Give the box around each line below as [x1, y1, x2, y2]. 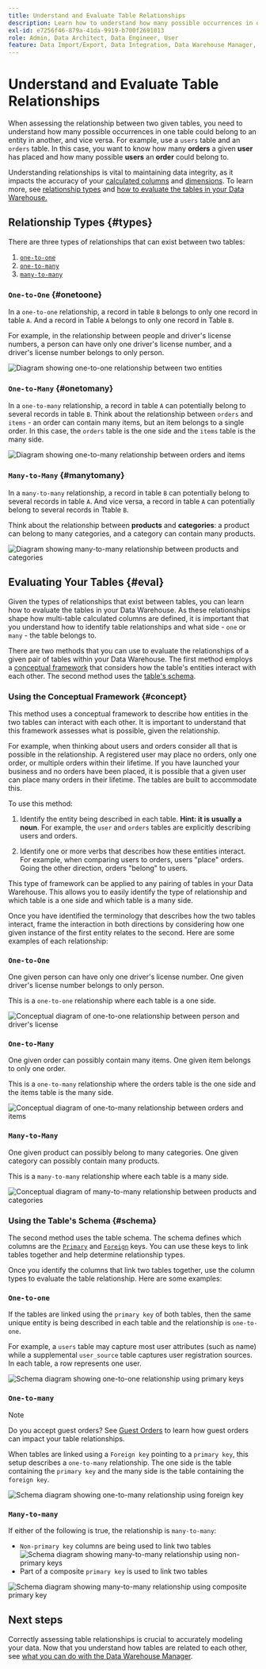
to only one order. [8, 1064, 66, 1073]
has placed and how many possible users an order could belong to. [8, 152, 230, 162]
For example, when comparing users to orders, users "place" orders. [19, 854, 244, 864]
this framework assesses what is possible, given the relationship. [8, 726, 220, 735]
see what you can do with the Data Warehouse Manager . [8, 1651, 193, 1660]
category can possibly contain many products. [8, 1156, 160, 1166]
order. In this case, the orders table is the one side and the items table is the [8, 426, 256, 436]
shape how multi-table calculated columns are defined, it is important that [8, 613, 249, 623]
